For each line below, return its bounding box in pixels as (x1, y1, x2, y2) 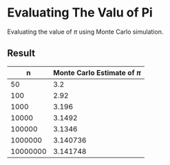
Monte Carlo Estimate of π (53, 67, 141, 77)
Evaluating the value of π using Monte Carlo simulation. (7, 27, 164, 36)
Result (7, 47, 36, 59)
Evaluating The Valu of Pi (7, 5, 153, 21)
